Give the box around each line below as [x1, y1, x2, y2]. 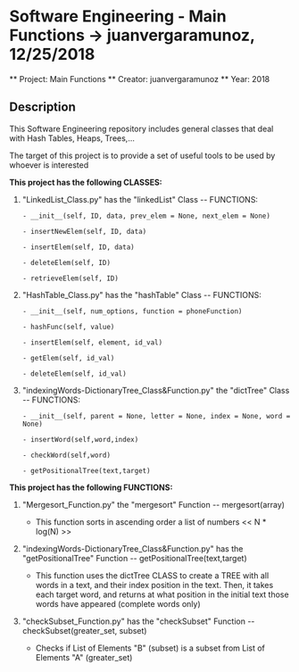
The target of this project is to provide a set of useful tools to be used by [9, 150, 276, 161]
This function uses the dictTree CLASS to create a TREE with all [35, 569, 270, 581]
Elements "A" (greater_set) [35, 651, 133, 662]
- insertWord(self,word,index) [21, 435, 139, 444]
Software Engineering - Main [9, 6, 227, 27]
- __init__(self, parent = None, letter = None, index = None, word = [21, 411, 291, 420]
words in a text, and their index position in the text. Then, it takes [35, 579, 274, 590]
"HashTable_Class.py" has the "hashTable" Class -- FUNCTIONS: [21, 289, 262, 300]
